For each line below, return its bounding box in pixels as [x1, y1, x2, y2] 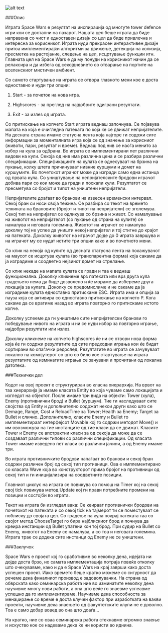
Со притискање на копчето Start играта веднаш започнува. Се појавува [5, 121, 159, 127]
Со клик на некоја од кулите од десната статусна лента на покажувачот [5, 248, 160, 254]
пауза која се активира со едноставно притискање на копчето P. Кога [5, 295, 156, 300]
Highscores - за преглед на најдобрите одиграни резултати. [12, 102, 141, 108]
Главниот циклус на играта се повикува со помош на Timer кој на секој [5, 482, 159, 488]
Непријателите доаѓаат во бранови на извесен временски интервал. [5, 195, 153, 201]
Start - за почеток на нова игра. [12, 92, 80, 98]
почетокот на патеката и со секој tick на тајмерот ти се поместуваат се [5, 507, 159, 513]
